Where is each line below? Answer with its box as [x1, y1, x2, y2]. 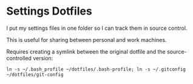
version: [33, 54, 53, 61]
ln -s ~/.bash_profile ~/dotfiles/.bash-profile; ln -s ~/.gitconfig [6, 66, 186, 72]
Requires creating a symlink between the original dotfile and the [6, 47, 166, 55]
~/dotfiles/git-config [6, 71, 64, 77]
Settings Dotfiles [6, 4, 92, 18]
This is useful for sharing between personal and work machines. [6, 36, 167, 43]
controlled [6, 54, 32, 61]
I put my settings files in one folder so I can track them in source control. [6, 24, 188, 32]
